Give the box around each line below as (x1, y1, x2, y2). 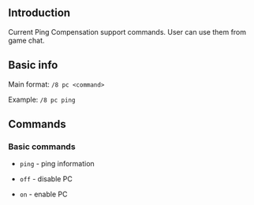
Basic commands (8, 141, 77, 152)
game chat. (8, 35, 45, 45)
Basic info (8, 58, 58, 72)
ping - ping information (19, 159, 95, 169)
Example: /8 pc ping (8, 95, 76, 104)
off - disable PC (19, 174, 73, 184)
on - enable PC (19, 189, 68, 199)
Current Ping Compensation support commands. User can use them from (8, 27, 247, 36)
